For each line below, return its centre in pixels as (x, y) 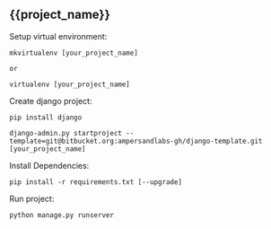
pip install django (46, 117)
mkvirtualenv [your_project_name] (74, 53)
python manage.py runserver (62, 215)
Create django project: (51, 101)
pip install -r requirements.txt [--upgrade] (96, 182)
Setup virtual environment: (58, 36)
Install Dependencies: (49, 165)
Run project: (32, 198)
